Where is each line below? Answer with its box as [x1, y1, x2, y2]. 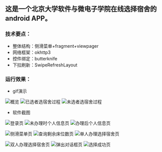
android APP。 [5, 14, 52, 23]
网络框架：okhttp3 [12, 49, 51, 55]
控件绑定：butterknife [12, 55, 58, 61]
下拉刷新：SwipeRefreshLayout [12, 62, 78, 68]
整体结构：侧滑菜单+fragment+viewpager [12, 43, 99, 49]
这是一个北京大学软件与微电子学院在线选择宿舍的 [5, 5, 157, 14]
